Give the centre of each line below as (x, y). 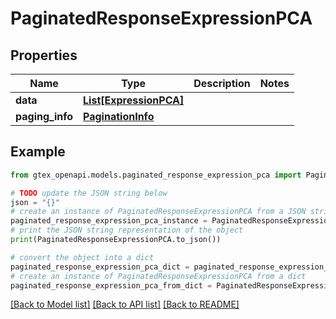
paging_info (44, 116)
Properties (44, 55)
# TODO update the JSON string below (89, 193)
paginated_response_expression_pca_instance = (109, 221)
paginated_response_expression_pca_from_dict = (111, 285)
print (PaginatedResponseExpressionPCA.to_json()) (116, 240)
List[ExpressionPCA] (134, 100)
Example (38, 152)
